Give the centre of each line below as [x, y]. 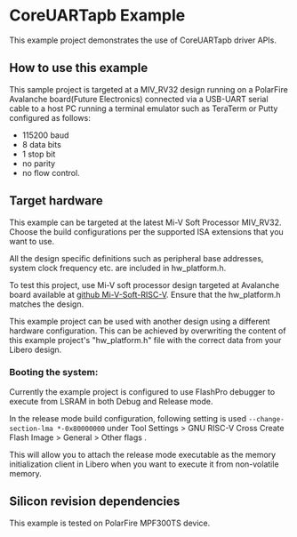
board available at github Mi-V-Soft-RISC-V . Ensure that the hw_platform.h [145, 294]
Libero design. [36, 349]
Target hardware [56, 201]
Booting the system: [54, 373]
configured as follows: [50, 117]
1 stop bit [39, 154]
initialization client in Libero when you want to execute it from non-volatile [144, 464]
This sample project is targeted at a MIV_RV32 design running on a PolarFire [149, 89]
